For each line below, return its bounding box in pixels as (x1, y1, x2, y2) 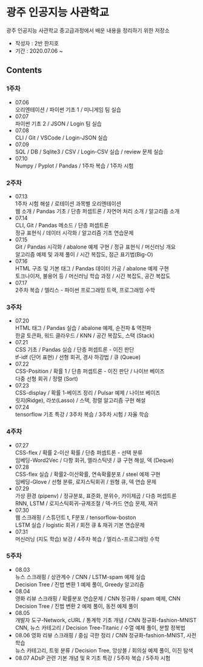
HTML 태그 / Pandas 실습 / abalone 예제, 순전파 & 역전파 (15, 324, 151, 332)
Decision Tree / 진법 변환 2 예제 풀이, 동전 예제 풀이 (15, 602, 138, 609)
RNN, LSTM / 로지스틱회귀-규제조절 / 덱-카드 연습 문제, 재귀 (15, 500, 158, 507)
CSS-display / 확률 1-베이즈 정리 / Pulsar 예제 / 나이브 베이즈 (15, 389, 161, 397)
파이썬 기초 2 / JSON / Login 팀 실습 (15, 119, 102, 127)
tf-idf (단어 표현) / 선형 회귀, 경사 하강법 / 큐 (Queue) (15, 354, 141, 361)
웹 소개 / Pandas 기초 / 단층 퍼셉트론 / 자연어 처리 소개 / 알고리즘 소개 (15, 207, 180, 215)
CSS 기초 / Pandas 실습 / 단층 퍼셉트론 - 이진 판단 (15, 346, 135, 354)
